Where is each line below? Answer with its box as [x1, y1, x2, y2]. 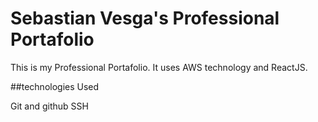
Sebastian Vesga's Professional [10, 7, 280, 30]
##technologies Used [10, 80, 100, 92]
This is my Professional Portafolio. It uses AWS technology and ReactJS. [10, 61, 308, 73]
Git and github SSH [10, 100, 89, 112]
